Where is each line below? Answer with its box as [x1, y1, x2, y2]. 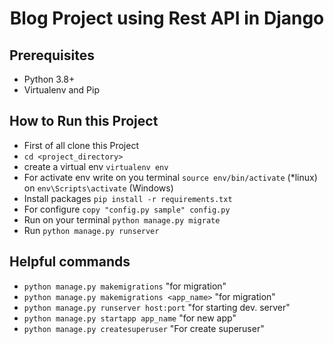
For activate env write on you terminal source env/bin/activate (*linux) [23, 171, 318, 183]
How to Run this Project [9, 113, 159, 130]
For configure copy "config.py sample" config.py [23, 203, 231, 215]
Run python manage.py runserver [23, 224, 160, 236]
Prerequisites [9, 47, 95, 64]
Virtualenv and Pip [23, 84, 101, 96]
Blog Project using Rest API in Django [9, 7, 325, 30]
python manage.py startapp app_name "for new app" [23, 312, 237, 324]
